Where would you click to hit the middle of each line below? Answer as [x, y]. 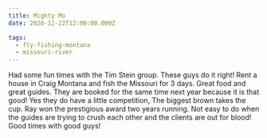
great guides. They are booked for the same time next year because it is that [134, 92]
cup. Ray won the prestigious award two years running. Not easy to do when [134, 109]
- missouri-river [44, 53]
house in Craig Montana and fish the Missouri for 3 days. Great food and [127, 84]
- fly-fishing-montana [53, 45]
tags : [17, 37]
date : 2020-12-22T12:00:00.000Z [62, 23]
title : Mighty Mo [37, 16]
